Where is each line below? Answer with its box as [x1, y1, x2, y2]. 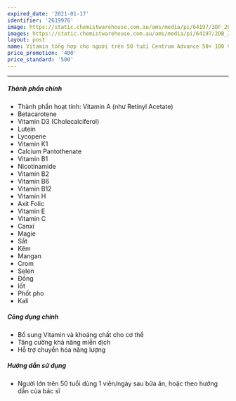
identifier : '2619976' [7, 17, 74, 24]
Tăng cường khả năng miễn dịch [17, 338, 111, 346]
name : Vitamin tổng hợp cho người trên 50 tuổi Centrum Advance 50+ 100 [7, 43, 225, 50]
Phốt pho [17, 289, 44, 298]
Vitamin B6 [17, 177, 50, 185]
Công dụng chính [7, 312, 59, 321]
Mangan [17, 251, 42, 260]
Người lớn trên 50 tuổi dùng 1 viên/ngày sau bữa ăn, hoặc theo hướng [17, 379, 218, 388]
